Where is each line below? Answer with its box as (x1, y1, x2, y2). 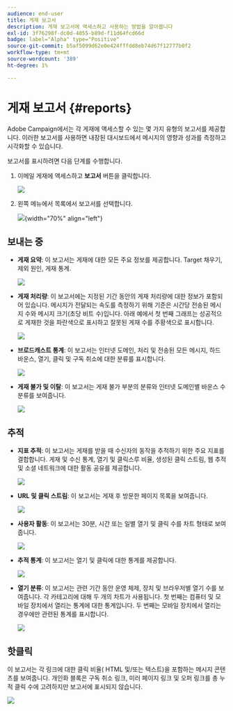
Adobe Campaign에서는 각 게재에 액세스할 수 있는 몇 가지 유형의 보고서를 (7, 125, 207, 133)
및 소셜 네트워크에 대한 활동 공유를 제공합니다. (17, 464, 143, 472)
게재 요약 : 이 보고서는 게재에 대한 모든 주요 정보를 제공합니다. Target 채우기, (17, 255, 223, 264)
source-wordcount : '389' (7, 56, 79, 63)
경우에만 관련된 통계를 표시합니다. (17, 610, 109, 618)
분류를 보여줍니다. (17, 391, 66, 400)
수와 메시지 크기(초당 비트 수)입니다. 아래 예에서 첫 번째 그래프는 (24, 310, 198, 318)
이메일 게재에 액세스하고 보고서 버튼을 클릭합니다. (17, 171, 152, 179)
